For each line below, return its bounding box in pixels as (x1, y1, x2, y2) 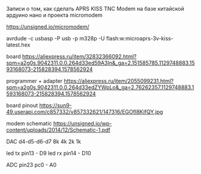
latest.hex (6, 42, 31, 48)
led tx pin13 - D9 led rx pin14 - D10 (6, 150, 91, 157)
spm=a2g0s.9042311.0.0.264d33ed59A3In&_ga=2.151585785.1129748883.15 (6, 60, 195, 66)
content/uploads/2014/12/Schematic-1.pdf (6, 126, 111, 133)
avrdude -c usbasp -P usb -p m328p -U (6, 35, 105, 42)
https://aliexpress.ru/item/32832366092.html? (22, 53, 137, 60)
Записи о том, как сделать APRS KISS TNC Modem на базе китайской (6, 5, 184, 12)
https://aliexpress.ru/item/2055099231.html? (64, 78, 174, 84)
